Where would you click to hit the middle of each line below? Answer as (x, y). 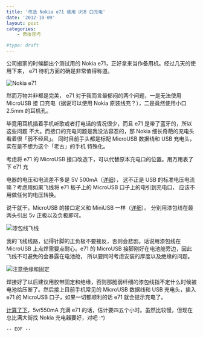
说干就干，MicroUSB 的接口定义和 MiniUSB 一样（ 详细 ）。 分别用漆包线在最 (100, 208)
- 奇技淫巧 (29, 35)
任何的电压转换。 (38, 195)
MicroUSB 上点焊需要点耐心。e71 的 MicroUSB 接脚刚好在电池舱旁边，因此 (99, 249)
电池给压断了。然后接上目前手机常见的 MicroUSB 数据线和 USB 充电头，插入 (101, 289)
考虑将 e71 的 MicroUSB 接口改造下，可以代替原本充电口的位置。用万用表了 (100, 159)
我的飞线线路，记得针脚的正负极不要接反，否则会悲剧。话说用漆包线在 (94, 241)
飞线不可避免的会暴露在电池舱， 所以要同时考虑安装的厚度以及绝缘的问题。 (100, 256)
